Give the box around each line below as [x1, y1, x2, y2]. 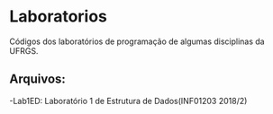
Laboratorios [9, 6, 108, 27]
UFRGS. [9, 45, 39, 56]
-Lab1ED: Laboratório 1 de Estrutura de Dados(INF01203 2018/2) [9, 95, 248, 106]
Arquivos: [9, 72, 66, 87]
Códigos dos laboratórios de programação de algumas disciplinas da [9, 36, 265, 47]
